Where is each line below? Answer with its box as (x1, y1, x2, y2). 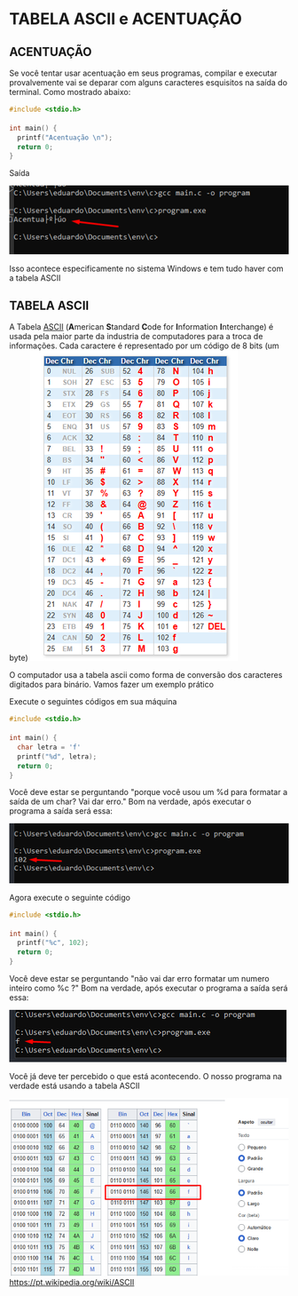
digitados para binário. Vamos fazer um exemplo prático (9, 680, 215, 690)
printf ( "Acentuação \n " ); (17, 133, 114, 142)
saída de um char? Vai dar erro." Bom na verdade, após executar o (9, 796, 252, 807)
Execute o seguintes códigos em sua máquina (9, 696, 177, 707)
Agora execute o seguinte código (9, 892, 131, 902)
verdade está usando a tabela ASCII (9, 1080, 140, 1092)
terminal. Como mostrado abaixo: (9, 87, 131, 97)
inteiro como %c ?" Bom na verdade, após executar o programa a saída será (9, 982, 288, 994)
